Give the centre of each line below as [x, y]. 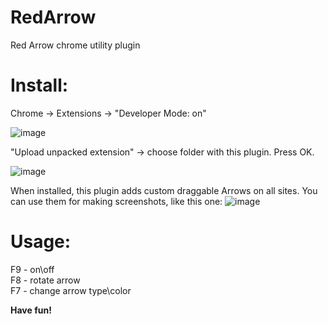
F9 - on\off [32, 269]
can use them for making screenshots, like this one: [116, 201]
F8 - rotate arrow [45, 280]
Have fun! [31, 310]
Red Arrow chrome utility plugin [75, 45]
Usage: [41, 242]
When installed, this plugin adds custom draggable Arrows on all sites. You [164, 190]
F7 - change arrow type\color [71, 290]
